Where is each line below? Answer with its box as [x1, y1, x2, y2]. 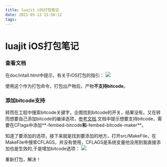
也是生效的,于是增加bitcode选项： [9, 146, 80, 152]
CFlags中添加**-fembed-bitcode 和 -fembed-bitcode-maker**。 [14, 122, 146, 128]
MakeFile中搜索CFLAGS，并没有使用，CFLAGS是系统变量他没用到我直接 [5, 139, 157, 145]
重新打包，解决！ [5, 156, 41, 162]
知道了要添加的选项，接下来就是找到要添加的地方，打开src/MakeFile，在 [5, 133, 156, 139]
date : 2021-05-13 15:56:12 [5, 12, 62, 17]
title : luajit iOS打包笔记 [5, 7, 59, 13]
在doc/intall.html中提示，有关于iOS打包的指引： [5, 72, 105, 78]
